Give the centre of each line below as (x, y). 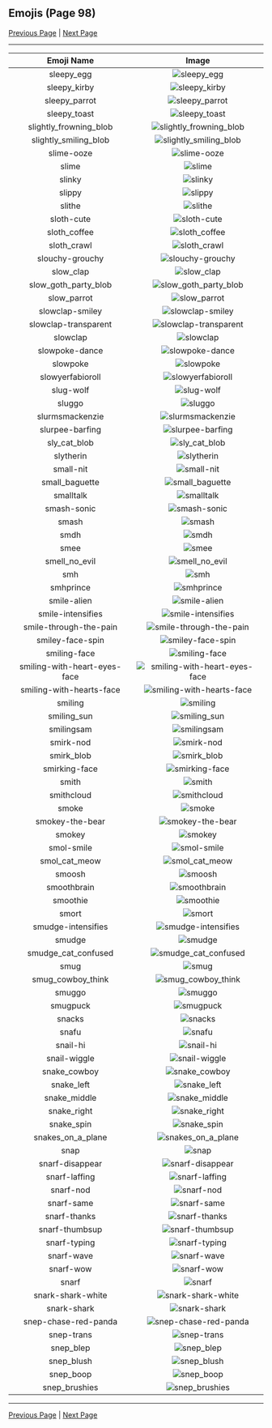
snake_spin (70, 1123)
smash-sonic (70, 508)
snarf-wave (70, 1255)
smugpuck (70, 1005)
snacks (70, 1018)
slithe (70, 206)
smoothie (70, 900)
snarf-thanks (70, 1216)
